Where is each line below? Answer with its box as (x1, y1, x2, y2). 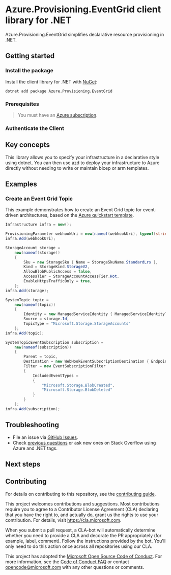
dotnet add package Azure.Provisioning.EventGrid (5, 89, 113, 94)
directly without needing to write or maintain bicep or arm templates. (5, 165, 149, 171)
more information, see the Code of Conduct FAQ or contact (5, 559, 129, 565)
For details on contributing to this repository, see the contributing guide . (5, 491, 156, 497)
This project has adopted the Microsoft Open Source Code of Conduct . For (5, 553, 162, 559)
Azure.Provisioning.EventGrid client (5, 4, 161, 15)
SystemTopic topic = (5, 297, 49, 302)
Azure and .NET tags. (12, 445, 58, 451)
